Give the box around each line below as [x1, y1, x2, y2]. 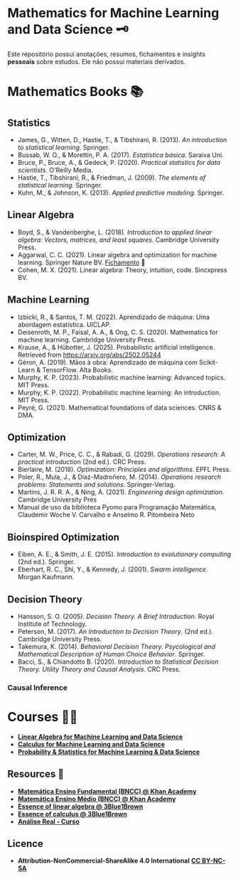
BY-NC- [202, 856, 226, 865]
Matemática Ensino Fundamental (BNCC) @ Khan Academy [17, 787, 197, 795]
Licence [7, 838, 44, 850]
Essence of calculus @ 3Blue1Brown [17, 809, 128, 818]
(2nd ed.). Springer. [17, 558, 75, 566]
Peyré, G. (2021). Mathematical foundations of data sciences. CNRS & [17, 403, 222, 411]
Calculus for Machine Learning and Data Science [17, 740, 166, 748]
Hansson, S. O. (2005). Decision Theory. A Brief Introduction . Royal [17, 613, 215, 620]
